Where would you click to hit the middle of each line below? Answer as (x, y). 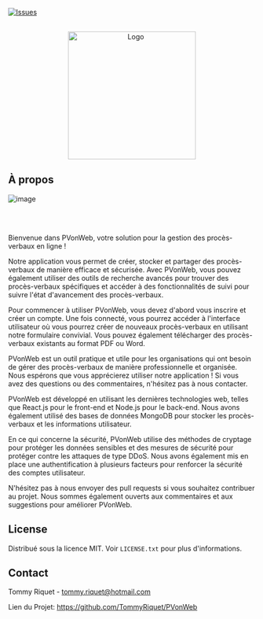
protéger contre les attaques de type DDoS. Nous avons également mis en (128, 455)
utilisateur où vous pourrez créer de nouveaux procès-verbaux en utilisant (128, 326)
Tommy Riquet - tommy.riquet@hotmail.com (79, 592)
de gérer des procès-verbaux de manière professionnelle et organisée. (123, 367)
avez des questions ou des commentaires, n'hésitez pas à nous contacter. (128, 383)
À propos (31, 180)
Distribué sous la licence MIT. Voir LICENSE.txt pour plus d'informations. (125, 548)
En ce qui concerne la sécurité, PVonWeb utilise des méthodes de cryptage (130, 439)
